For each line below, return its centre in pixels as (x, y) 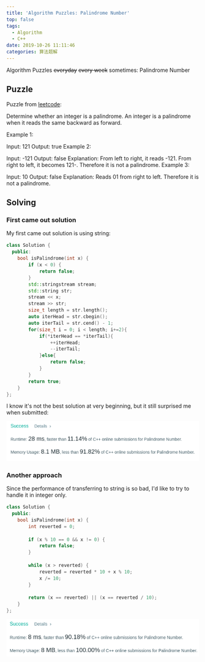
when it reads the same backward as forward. (64, 122)
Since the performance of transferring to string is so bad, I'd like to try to (98, 489)
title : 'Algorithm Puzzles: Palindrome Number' (68, 13)
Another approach (34, 475)
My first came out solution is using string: (59, 233)
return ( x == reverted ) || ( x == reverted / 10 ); (93, 598)
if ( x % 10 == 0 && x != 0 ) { (67, 539)
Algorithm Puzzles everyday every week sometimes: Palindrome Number (98, 70)
